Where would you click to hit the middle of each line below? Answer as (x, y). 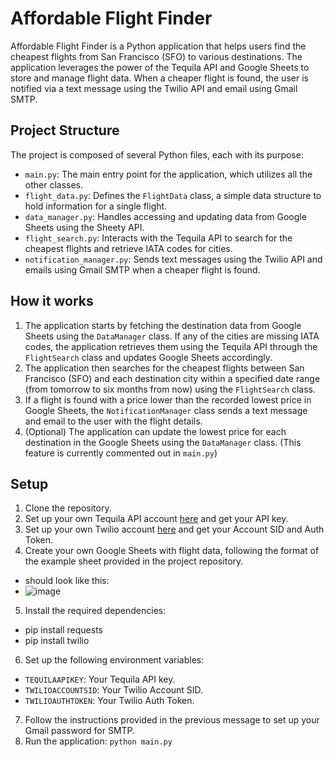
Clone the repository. (68, 508)
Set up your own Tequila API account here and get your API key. (156, 519)
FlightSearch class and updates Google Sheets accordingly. (148, 357)
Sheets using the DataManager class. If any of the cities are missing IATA (172, 336)
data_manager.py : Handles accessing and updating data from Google (165, 216)
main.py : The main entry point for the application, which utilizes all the (168, 174)
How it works (52, 301)
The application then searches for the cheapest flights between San (164, 368)
